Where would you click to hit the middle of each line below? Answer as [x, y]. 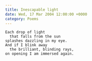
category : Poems [22, 19]
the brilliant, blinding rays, [42, 50]
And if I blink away [26, 45]
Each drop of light [25, 32]
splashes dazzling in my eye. [36, 41]
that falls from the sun [35, 37]
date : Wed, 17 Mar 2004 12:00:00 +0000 [46, 14]
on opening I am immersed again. [40, 54]
